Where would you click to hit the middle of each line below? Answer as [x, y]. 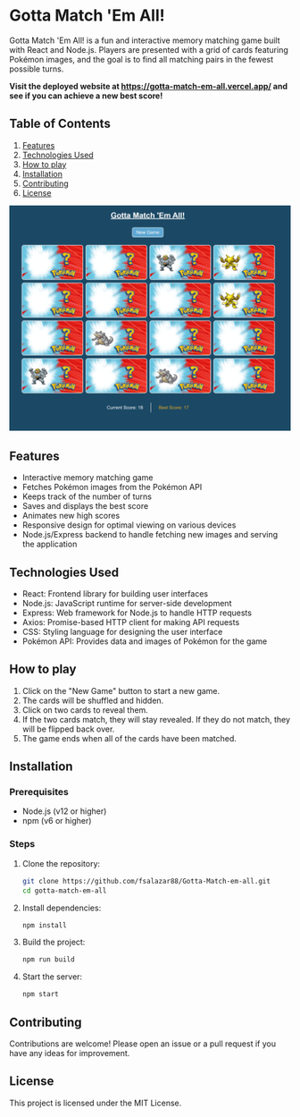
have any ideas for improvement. [70, 1053]
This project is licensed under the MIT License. [96, 1103]
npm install [44, 925]
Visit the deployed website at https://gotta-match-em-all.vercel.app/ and [149, 86]
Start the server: [52, 977]
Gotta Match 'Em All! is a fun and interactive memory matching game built [145, 40]
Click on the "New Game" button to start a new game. [121, 690]
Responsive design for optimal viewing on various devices [129, 525]
